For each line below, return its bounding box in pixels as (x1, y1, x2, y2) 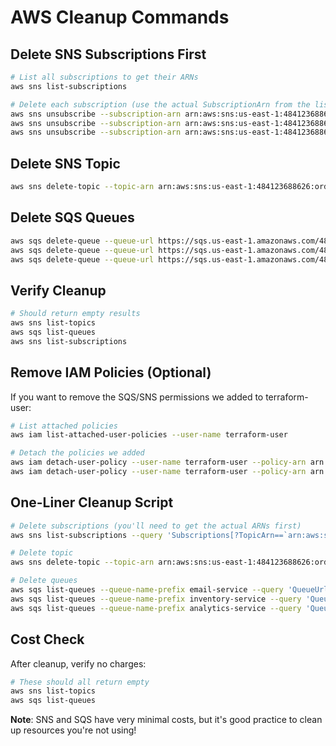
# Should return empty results (10, 309, 141, 319)
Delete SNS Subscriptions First (10, 46, 207, 63)
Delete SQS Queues (10, 209, 135, 226)
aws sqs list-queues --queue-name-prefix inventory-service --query (10, 594, 302, 604)
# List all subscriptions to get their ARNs (10, 72, 199, 82)
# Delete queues (10, 576, 78, 586)
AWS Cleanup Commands (10, 6, 230, 29)
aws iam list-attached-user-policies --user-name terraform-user (10, 430, 288, 440)
